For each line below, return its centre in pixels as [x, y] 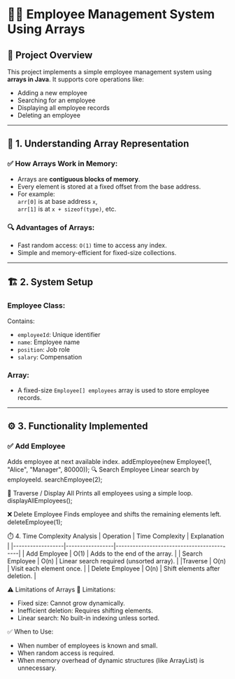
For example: [36, 194]
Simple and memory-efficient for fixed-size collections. [97, 252]
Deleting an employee [49, 115]
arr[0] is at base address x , [57, 201]
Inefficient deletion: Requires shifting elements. [85, 610]
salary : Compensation [50, 357]
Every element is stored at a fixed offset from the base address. [109, 186]
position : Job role [43, 349]
